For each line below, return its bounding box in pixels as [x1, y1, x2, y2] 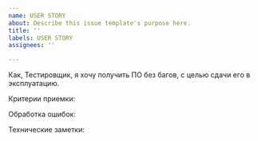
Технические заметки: [8, 125, 85, 135]
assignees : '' [8, 41, 56, 49]
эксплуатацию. [8, 79, 60, 88]
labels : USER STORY [8, 33, 73, 42]
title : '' [8, 26, 42, 34]
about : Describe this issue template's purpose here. [8, 19, 192, 27]
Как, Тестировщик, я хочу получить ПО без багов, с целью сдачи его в [8, 70, 251, 80]
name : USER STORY [8, 11, 66, 20]
